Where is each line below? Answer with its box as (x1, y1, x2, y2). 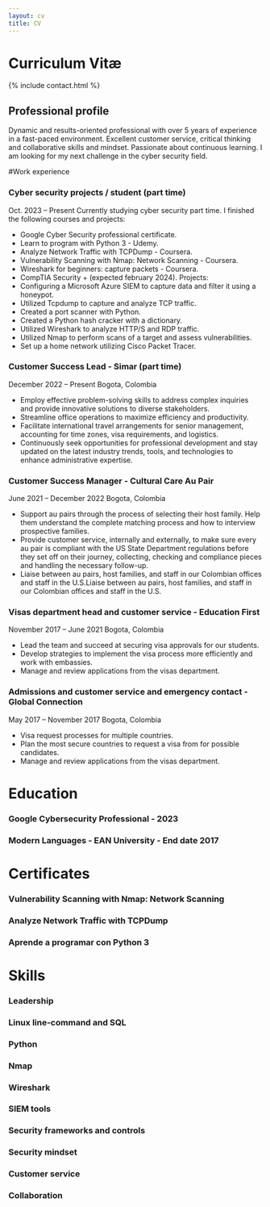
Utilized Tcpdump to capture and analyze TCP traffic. (19, 298, 197, 307)
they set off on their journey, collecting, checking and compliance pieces (19, 552, 262, 562)
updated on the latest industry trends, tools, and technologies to (19, 446, 234, 456)
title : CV (8, 19, 42, 27)
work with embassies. (19, 658, 93, 667)
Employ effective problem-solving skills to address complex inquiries (19, 395, 249, 404)
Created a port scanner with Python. (19, 307, 141, 316)
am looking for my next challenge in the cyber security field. (8, 151, 208, 161)
